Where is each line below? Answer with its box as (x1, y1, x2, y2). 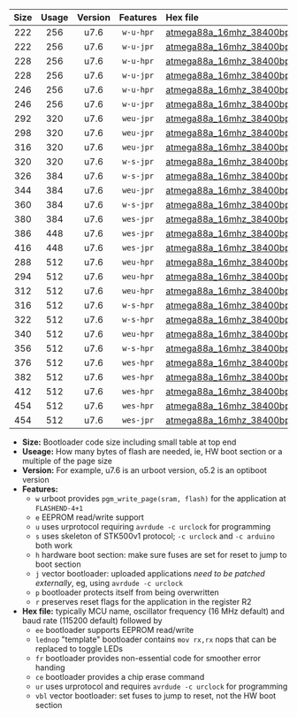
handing (34, 662, 65, 673)
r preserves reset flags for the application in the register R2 (34, 597, 252, 606)
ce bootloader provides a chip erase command (34, 672, 205, 682)
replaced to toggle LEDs (34, 644, 124, 653)
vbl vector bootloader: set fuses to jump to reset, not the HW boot (34, 690, 277, 701)
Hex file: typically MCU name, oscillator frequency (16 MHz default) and (21, 606, 286, 616)
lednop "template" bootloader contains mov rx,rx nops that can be (34, 634, 277, 645)
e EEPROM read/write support (34, 512, 144, 522)
